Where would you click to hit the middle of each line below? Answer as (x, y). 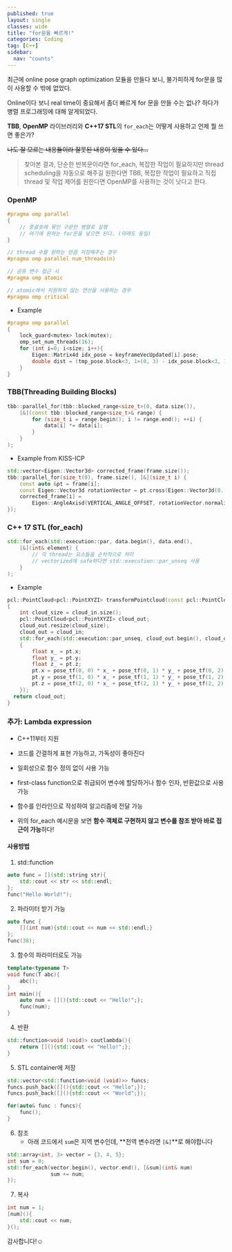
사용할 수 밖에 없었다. (43, 88)
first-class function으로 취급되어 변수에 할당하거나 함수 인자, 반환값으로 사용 (120, 782)
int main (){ (24, 994)
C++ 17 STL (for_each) (45, 527)
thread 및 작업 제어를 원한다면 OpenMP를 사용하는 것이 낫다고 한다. (115, 182)
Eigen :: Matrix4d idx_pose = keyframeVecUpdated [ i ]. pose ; (115, 355)
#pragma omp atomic (35, 278)
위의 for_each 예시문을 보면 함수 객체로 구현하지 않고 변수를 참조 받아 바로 (116, 820)
